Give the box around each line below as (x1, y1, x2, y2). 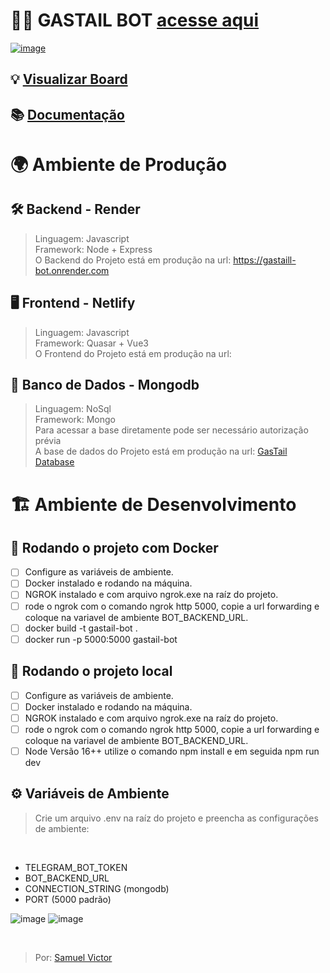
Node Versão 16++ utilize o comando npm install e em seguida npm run (24, 745, 320, 757)
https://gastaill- (233, 254, 297, 266)
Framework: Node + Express (34, 243, 153, 255)
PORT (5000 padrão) (24, 893, 112, 905)
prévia (34, 435, 62, 447)
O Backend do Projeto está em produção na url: (34, 254, 232, 266)
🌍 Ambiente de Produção (10, 153, 228, 176)
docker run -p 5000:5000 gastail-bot (24, 633, 178, 645)
